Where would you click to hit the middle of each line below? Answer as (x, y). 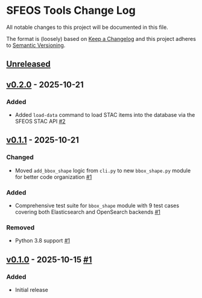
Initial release (31, 290)
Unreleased (29, 64)
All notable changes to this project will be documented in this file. (87, 27)
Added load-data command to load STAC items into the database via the (105, 115)
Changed (20, 157)
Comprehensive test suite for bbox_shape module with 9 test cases (97, 206)
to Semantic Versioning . (36, 45)
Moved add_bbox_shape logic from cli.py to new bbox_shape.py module (103, 170)
